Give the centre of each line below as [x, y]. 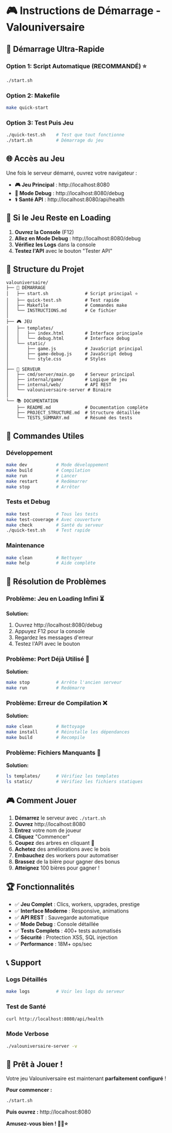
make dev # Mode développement [58, 465]
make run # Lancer [42, 476]
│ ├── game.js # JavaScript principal [75, 349]
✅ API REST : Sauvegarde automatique [62, 917]
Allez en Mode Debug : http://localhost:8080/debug [77, 238]
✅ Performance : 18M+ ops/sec [53, 944]
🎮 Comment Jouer [42, 801]
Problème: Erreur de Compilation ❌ [57, 703]
